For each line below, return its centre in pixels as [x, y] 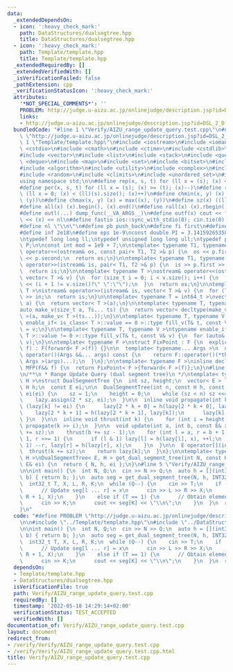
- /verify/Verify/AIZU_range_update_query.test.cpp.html [91, 651]
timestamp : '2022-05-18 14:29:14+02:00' [72, 606]
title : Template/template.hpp [63, 59]
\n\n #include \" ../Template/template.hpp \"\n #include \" [104, 522]
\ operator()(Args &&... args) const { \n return [96, 355]
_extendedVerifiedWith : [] [52, 71]
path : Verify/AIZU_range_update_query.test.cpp [84, 593]
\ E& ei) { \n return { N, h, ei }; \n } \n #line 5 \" [96, 465]
